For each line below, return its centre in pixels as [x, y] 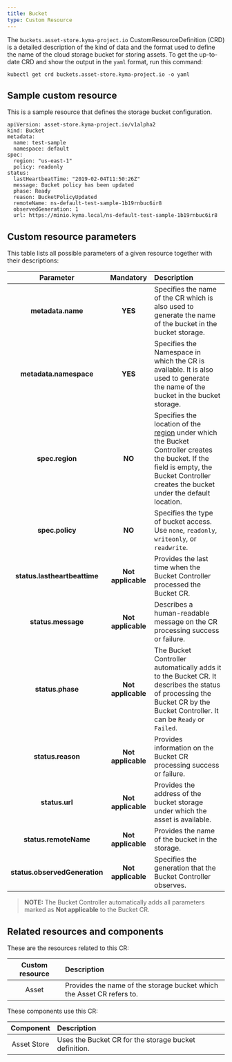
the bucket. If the [182, 459]
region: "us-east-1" [43, 161]
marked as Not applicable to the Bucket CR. [87, 910]
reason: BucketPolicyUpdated [55, 198]
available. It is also [184, 370]
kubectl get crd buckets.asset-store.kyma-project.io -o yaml [98, 74]
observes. [170, 885]
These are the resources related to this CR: [68, 948]
